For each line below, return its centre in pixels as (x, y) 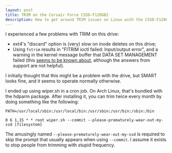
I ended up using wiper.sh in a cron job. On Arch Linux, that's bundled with (84, 91)
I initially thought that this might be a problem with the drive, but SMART (81, 76)
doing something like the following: (42, 102)
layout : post (19, 10)
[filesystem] (28, 125)
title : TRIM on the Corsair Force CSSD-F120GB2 (57, 15)
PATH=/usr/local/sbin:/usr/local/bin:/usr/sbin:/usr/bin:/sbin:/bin (80, 111)
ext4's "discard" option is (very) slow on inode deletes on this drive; (84, 44)
